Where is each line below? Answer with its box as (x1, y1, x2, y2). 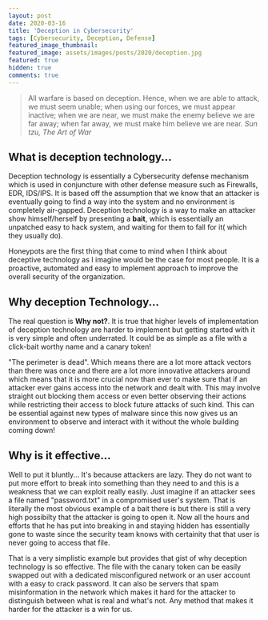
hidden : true (8, 64, 52, 72)
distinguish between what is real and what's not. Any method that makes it (8, 596, 254, 606)
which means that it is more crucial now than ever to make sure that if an (8, 374, 248, 384)
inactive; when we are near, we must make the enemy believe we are (27, 110, 255, 120)
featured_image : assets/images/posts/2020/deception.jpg (8, 49, 202, 57)
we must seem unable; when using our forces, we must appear (27, 102, 236, 111)
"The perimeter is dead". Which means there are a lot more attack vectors (8, 358, 252, 367)
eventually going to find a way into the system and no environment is (8, 197, 235, 206)
